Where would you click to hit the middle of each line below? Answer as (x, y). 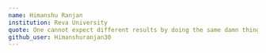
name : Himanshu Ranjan (46, 15)
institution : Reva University (58, 23)
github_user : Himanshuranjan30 (60, 37)
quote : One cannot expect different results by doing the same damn (123, 30)
